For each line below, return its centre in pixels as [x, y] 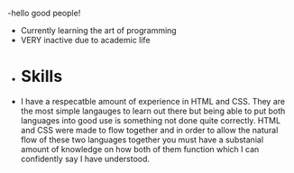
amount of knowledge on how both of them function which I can [140, 149]
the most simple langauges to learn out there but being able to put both [153, 111]
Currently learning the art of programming [98, 30]
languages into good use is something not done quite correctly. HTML [150, 120]
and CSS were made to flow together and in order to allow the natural [149, 130]
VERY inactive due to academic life [85, 40]
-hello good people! [44, 13]
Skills [41, 77]
